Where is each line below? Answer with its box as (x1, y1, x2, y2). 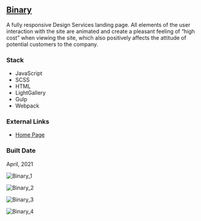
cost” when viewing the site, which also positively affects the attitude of (6, 34, 187, 42)
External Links (6, 117, 50, 126)
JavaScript (15, 70, 43, 77)
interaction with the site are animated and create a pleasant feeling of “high (6, 27, 195, 35)
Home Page (15, 131, 45, 139)
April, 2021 (6, 160, 33, 167)
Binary (6, 5, 32, 15)
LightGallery (15, 89, 46, 96)
